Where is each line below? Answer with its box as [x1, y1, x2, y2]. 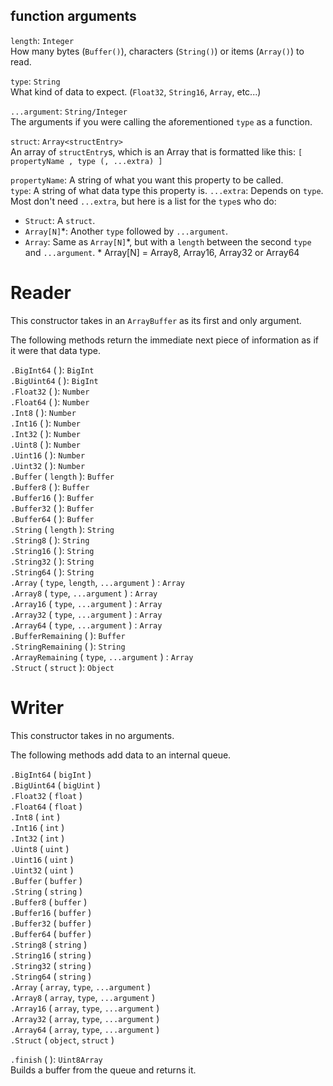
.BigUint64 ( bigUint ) [10, 779, 101, 791]
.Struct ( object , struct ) [10, 1034, 115, 1046]
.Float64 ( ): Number [10, 395, 90, 408]
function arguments [10, 8, 137, 25]
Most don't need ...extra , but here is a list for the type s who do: [10, 195, 277, 207]
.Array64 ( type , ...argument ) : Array [10, 619, 163, 631]
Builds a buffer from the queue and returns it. [10, 1064, 197, 1076]
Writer [10, 696, 65, 719]
